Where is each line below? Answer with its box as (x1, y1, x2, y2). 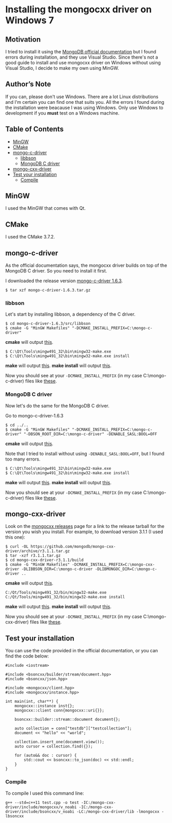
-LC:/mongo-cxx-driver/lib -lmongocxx (76, 809, 160, 814)
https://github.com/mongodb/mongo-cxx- (30, 544, 116, 550)
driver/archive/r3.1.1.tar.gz (5, 548, 70, 554)
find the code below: (5, 653, 49, 659)
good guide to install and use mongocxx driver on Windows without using (5, 60, 161, 65)
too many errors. (5, 456, 41, 462)
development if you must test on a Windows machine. (5, 109, 120, 116)
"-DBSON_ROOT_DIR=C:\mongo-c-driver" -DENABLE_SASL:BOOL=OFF (24, 431, 158, 436)
